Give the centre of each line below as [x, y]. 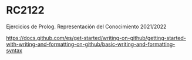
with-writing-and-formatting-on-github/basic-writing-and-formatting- [91, 44]
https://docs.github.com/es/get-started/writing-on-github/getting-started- [96, 38]
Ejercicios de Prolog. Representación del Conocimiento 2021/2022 [86, 26]
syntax [14, 50]
